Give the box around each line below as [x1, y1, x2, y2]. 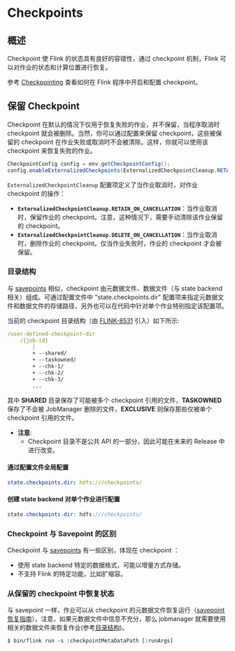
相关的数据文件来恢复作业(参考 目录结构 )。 [7, 624, 129, 632]
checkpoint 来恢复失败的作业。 [7, 146, 97, 155]
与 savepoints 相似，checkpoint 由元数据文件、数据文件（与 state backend [7, 284, 222, 292]
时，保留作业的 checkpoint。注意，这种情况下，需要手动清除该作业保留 [17, 213, 224, 221]
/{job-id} [20, 337, 49, 344]
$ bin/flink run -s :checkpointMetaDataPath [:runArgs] [7, 638, 173, 645]
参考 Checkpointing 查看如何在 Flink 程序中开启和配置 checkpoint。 [7, 78, 201, 86]
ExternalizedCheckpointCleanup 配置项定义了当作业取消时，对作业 [7, 180, 198, 189]
